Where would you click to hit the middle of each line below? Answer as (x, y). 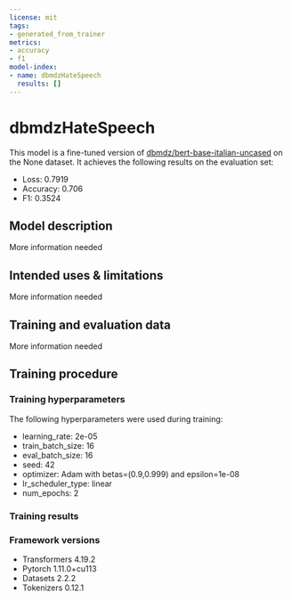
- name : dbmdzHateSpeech (55, 76)
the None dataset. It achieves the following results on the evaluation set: (142, 162)
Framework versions (55, 539)
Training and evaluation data (90, 324)
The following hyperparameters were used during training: (116, 418)
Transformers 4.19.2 (59, 559)
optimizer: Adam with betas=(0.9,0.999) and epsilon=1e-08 (131, 474)
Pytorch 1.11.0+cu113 (59, 568)
